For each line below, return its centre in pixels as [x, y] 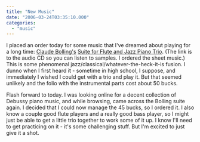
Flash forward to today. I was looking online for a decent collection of [91, 95]
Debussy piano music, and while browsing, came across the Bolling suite [96, 101]
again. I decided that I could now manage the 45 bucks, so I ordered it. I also [100, 107]
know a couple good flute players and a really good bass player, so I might [98, 114]
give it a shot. [23, 133]
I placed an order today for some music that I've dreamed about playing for [99, 45]
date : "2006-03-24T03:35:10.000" [48, 17]
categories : [21, 23]
